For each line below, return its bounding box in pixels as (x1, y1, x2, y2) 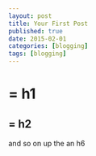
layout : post (8, 11, 52, 20)
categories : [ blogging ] (8, 42, 89, 50)
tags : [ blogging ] (8, 50, 67, 58)
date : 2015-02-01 (8, 34, 67, 43)
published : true (8, 27, 63, 35)
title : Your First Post (8, 19, 89, 28)
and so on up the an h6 (8, 139, 86, 148)
